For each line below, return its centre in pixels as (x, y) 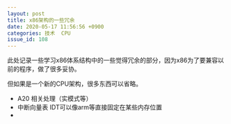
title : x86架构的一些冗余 (41, 20)
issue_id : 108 (28, 40)
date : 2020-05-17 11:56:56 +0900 (56, 26)
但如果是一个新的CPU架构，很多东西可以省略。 (75, 84)
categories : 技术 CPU (39, 33)
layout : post (26, 14)
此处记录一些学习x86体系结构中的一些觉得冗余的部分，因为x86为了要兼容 (112, 61)
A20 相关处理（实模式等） (55, 99)
